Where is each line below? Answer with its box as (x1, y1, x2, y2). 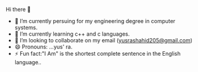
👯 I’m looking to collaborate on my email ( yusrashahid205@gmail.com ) (14, 37, 193, 44)
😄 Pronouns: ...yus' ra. (14, 43, 73, 50)
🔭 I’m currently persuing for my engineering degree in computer (14, 18, 175, 24)
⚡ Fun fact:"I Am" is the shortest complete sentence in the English (14, 50, 181, 57)
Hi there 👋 (5, 6, 31, 13)
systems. (14, 24, 38, 31)
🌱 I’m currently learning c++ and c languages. (14, 30, 130, 38)
